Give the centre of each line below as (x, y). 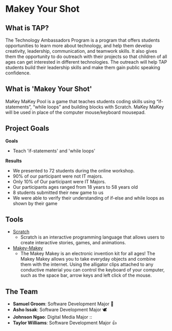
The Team (22, 291)
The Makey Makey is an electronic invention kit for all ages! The (88, 254)
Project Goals (27, 129)
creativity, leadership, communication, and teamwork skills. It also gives (81, 51)
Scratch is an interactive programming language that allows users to (92, 237)
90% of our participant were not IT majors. (58, 176)
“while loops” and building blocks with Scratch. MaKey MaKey (98, 107)
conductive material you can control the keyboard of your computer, (93, 270)
